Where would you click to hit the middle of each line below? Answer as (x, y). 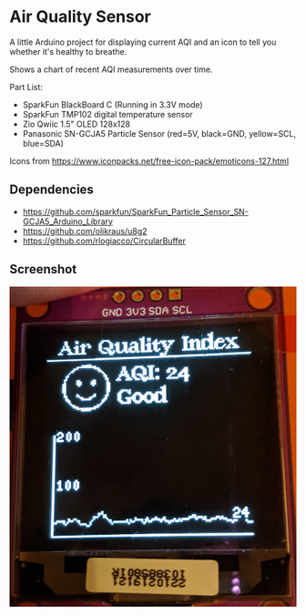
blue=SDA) (43, 143)
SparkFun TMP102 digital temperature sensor (107, 114)
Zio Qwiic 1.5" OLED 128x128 (76, 124)
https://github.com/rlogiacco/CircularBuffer (104, 241)
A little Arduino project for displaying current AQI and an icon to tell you (143, 42)
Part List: (26, 87)
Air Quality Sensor (81, 17)
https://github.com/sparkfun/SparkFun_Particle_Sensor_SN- (135, 211)
